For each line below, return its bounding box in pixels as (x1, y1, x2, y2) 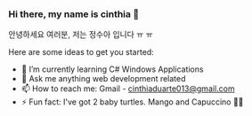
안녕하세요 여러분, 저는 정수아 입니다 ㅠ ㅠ (8, 29, 153, 40)
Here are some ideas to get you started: (8, 47, 155, 58)
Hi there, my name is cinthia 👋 (8, 8, 140, 20)
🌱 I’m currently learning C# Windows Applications (20, 64, 204, 74)
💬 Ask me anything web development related (20, 73, 186, 84)
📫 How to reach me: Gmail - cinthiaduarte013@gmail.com (20, 83, 235, 94)
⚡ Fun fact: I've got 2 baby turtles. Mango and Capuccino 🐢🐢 (20, 97, 244, 107)
